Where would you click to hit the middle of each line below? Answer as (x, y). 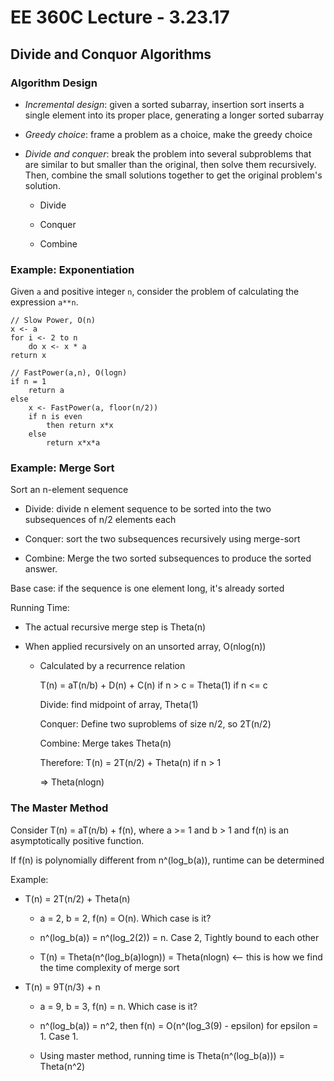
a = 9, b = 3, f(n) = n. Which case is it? (118, 1006)
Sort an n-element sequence (69, 490)
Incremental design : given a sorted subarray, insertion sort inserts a (164, 104)
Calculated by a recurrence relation (112, 666)
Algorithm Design (54, 83)
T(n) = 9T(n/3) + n (62, 987)
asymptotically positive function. (77, 840)
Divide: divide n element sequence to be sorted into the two (148, 509)
